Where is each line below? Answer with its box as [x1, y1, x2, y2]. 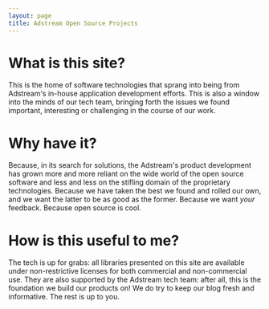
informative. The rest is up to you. [8, 292, 120, 302]
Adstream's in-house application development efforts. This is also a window [8, 89, 259, 99]
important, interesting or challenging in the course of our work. [8, 106, 216, 116]
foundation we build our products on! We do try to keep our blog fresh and [8, 283, 255, 293]
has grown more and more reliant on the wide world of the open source [8, 169, 244, 179]
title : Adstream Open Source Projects [8, 19, 138, 27]
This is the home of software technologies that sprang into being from [8, 80, 240, 90]
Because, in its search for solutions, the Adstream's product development [8, 161, 251, 170]
